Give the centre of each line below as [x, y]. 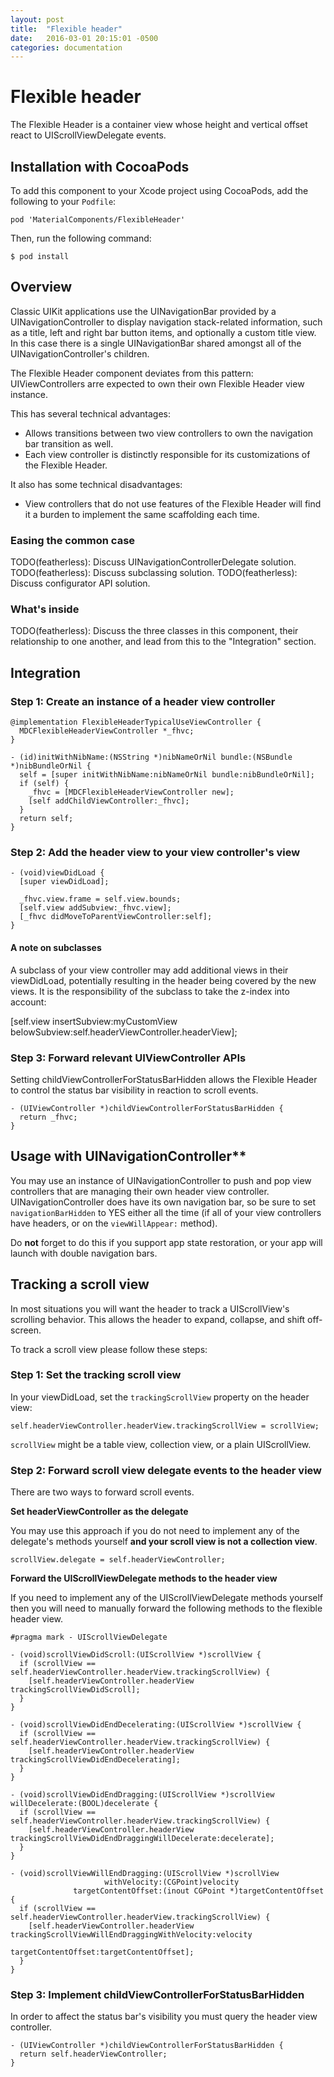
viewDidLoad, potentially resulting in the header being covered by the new [163, 980]
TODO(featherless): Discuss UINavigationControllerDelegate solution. [153, 562]
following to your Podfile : [63, 201]
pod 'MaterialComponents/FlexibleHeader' [98, 220]
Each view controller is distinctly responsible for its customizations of [167, 454]
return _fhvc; [48, 1117]
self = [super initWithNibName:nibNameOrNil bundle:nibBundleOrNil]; [167, 775]
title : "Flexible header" [66, 29]
